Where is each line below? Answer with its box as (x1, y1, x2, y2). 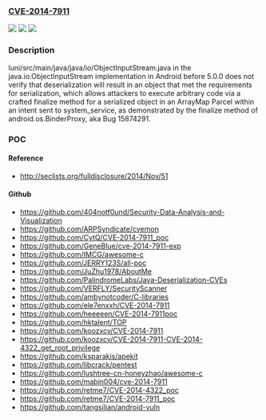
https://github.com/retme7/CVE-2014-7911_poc (19, 394, 176, 403)
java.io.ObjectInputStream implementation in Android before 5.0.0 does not (8, 71, 255, 81)
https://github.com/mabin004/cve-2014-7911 (19, 377, 168, 386)
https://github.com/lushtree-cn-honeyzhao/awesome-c (19, 368, 204, 378)
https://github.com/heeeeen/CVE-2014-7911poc (19, 309, 178, 319)
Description (8, 45, 55, 56)
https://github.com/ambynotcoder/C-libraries (19, 291, 169, 301)
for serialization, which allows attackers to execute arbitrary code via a (8, 88, 241, 97)
